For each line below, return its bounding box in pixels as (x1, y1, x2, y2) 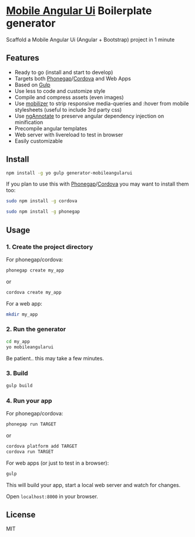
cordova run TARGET (6, 448, 54, 455)
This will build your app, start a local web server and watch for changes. (6, 481, 181, 488)
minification (14, 119, 43, 126)
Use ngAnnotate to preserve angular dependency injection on (14, 112, 164, 119)
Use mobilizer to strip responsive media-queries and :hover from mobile (14, 100, 189, 107)
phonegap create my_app (6, 267, 65, 273)
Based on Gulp (14, 81, 51, 88)
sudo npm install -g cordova (6, 198, 78, 204)
